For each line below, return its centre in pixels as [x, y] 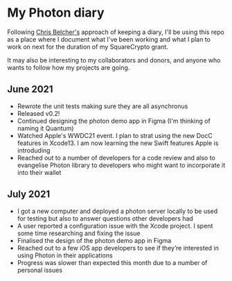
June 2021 [30, 89]
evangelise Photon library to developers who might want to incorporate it [121, 165]
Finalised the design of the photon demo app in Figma [94, 240]
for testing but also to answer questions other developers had [105, 218]
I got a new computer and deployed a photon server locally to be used [117, 211]
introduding [34, 150]
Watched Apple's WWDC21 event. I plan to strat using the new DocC [115, 135]
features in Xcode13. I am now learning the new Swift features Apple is [118, 143]
